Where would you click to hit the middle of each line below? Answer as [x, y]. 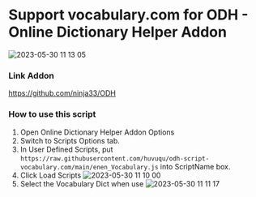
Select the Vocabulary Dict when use [82, 183]
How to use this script [52, 114]
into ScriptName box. [195, 166]
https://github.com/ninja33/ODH [62, 93]
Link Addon [31, 75]
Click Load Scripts [51, 175]
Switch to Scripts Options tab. [70, 140]
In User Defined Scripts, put [66, 149]
